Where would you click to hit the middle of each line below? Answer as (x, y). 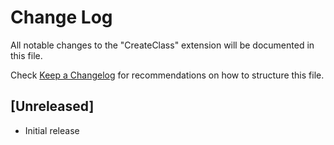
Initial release (52, 130)
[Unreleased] (52, 106)
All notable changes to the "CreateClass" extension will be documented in (162, 45)
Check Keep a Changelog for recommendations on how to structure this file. (167, 75)
